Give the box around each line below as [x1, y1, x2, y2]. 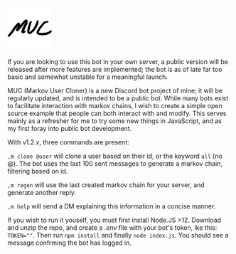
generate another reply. [7, 189, 77, 196]
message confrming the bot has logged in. [7, 238, 132, 247]
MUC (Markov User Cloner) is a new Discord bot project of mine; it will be [7, 87, 223, 95]
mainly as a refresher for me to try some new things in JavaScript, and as [7, 117, 222, 125]
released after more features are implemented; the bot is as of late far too [7, 65, 222, 73]
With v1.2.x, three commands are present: [7, 138, 130, 147]
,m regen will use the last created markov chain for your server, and [7, 181, 205, 189]
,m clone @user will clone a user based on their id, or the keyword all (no [7, 152, 222, 160]
